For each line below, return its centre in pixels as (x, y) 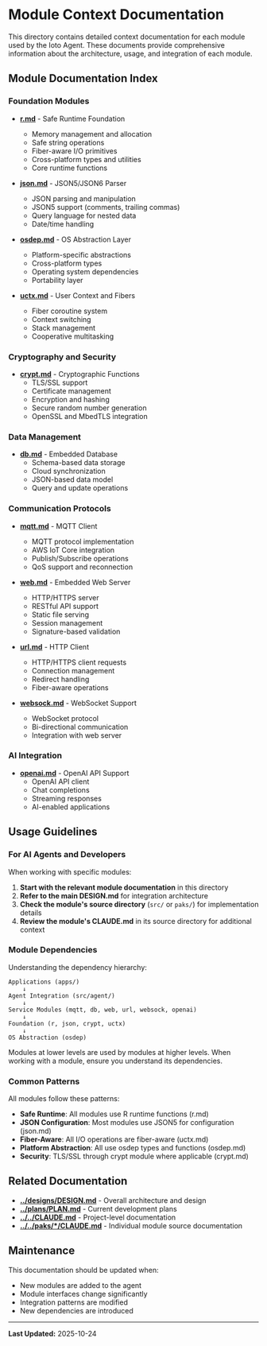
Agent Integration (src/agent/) (62, 995)
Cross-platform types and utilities (86, 159)
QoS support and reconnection (82, 567)
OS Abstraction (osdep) (48, 1038)
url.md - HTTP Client (54, 646)
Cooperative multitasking (73, 336)
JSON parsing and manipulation (84, 198)
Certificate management (71, 390)
